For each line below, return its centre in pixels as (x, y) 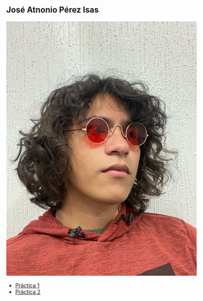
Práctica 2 (28, 292)
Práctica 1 (27, 285)
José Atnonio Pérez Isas (53, 10)
